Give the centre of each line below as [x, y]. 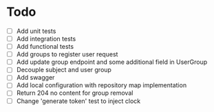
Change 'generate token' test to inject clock [78, 101]
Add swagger [35, 78]
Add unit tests [36, 31]
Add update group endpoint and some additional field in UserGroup [112, 62]
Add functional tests [45, 47]
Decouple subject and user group [64, 70]
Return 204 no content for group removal [75, 93]
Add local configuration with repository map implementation [101, 85]
